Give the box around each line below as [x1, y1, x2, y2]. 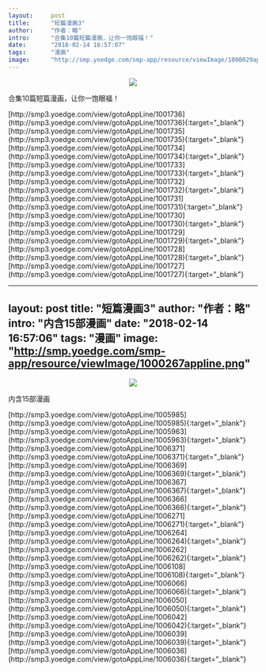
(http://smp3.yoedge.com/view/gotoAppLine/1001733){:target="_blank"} [8, 168, 245, 178]
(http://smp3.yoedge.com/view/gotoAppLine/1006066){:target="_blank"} [8, 586, 247, 596]
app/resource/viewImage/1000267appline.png [8, 357, 245, 371]
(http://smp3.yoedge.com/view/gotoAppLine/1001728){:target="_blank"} [8, 252, 245, 262]
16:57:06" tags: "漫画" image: [8, 332, 158, 345]
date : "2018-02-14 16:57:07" [8, 41, 126, 49]
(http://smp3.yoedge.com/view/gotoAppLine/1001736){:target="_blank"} [8, 117, 245, 127]
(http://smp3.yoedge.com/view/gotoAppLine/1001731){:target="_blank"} [8, 202, 243, 211]
